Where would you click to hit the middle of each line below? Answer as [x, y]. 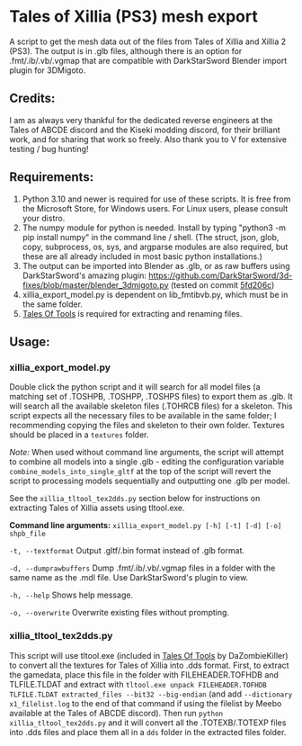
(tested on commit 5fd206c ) [222, 284]
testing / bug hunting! [49, 148]
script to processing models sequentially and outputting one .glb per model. [150, 481]
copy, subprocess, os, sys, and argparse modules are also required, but [155, 247]
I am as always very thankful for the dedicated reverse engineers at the [141, 120]
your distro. [44, 218]
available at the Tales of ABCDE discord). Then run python [116, 713]
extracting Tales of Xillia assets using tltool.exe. [98, 508]
